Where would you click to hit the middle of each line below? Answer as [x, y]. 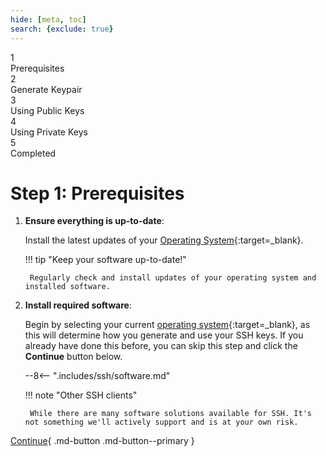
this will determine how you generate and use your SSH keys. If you [164, 335]
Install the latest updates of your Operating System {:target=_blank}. [164, 240]
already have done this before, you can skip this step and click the [161, 346]
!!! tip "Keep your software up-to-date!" [105, 260]
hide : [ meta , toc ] [48, 19]
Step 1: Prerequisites [97, 193]
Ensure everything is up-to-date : [94, 221]
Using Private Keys [49, 132]
